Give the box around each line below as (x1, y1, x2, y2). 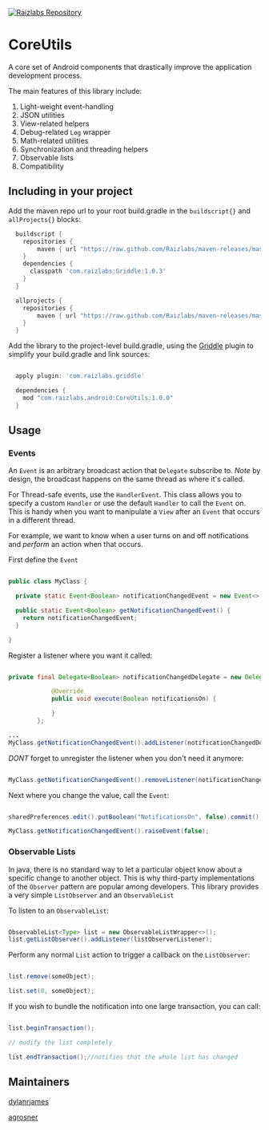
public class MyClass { (8, 577, 88, 585)
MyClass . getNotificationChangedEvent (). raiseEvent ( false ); (8, 827, 210, 836)
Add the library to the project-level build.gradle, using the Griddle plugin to (8, 341, 254, 350)
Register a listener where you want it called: (8, 650, 153, 660)
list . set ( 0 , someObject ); (8, 987, 94, 995)
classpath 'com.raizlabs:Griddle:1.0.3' (29, 267, 167, 276)
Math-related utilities (19, 136, 89, 145)
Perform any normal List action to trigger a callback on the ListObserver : (8, 950, 251, 960)
